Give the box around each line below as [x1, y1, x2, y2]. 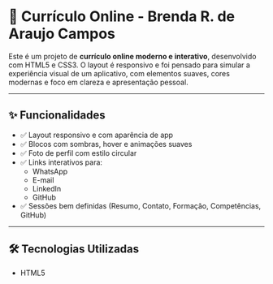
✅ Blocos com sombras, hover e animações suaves [19, 139, 193, 148]
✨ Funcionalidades [8, 109, 106, 123]
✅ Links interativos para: [19, 157, 103, 167]
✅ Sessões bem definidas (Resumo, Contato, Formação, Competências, [19, 200, 262, 210]
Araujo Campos [8, 24, 116, 43]
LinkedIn [32, 183, 62, 193]
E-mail [32, 174, 54, 185]
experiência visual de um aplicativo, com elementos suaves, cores [8, 68, 230, 78]
